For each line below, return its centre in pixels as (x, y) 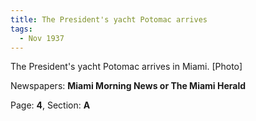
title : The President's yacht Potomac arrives (109, 19)
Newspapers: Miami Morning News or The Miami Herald (128, 86)
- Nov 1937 (42, 38)
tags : (21, 29)
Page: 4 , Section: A (50, 105)
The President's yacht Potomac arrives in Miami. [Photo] (126, 67)
